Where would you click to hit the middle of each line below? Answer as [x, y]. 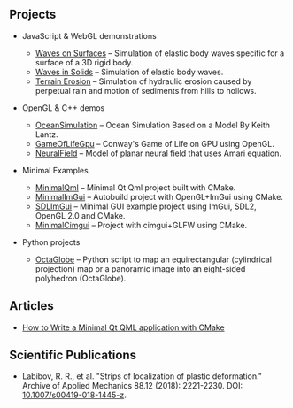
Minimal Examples [55, 170]
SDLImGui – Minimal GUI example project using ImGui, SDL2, [146, 206]
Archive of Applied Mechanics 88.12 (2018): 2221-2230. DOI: [132, 386]
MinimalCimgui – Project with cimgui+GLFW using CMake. [141, 225]
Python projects [51, 242]
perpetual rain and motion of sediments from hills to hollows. [146, 90]
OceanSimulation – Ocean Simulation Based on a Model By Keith [153, 125]
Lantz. [46, 134]
